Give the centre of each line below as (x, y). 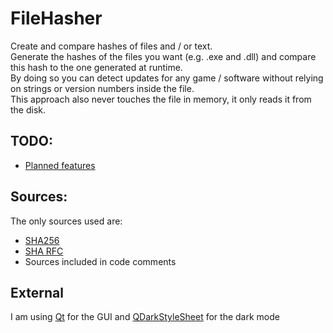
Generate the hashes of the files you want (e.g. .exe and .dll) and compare (163, 56)
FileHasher (56, 18)
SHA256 (42, 240)
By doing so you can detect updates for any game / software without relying (167, 78)
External (37, 292)
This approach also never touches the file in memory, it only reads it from (161, 99)
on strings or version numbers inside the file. (102, 88)
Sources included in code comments (100, 261)
